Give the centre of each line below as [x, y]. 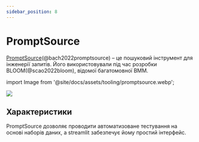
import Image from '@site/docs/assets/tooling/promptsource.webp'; [91, 82]
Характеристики [39, 112]
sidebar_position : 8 [32, 12]
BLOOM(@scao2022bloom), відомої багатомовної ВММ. [77, 70]
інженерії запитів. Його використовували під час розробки [82, 64]
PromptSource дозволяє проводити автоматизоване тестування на [92, 126]
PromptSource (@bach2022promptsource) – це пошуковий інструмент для [99, 58]
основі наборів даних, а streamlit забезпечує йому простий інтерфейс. [97, 132]
